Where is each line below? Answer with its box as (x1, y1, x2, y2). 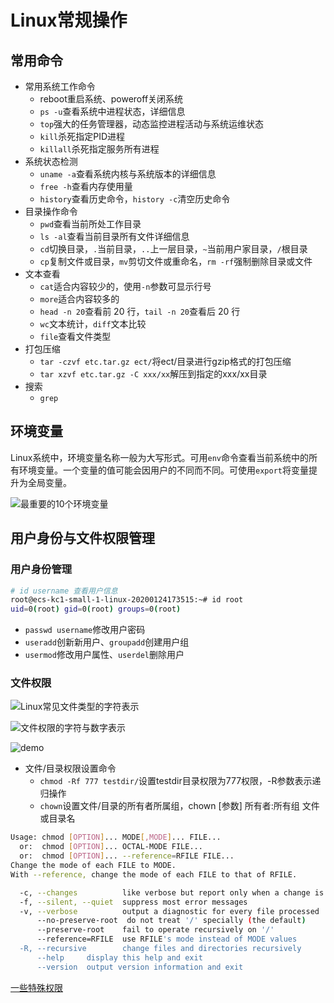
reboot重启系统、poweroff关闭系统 (39, 93, 184, 105)
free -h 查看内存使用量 (39, 181, 133, 192)
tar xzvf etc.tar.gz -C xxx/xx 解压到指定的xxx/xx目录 (39, 368, 268, 380)
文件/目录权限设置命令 (24, 762, 117, 775)
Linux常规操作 (10, 9, 128, 32)
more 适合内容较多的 (39, 293, 120, 305)
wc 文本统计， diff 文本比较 (39, 318, 147, 330)
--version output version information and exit (36, 962, 244, 972)
